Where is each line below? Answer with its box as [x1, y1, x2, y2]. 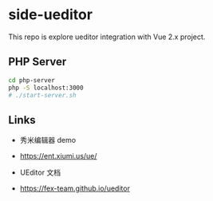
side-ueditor [8, 6, 93, 24]
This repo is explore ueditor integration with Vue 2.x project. [8, 32, 206, 41]
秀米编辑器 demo [19, 136, 77, 145]
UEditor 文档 [19, 167, 61, 177]
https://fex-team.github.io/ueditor [19, 183, 130, 193]
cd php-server [8, 76, 56, 85]
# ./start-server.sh [8, 91, 77, 99]
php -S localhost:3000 [8, 84, 84, 92]
